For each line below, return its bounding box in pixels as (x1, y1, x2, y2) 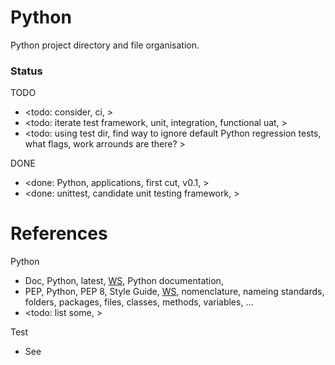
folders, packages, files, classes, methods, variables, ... (24, 296, 254, 308)
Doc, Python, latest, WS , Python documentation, (24, 275, 224, 287)
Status (10, 64, 43, 78)
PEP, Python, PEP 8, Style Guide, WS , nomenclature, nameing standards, (24, 286, 325, 298)
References (10, 222, 108, 245)
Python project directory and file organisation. (10, 39, 200, 51)
